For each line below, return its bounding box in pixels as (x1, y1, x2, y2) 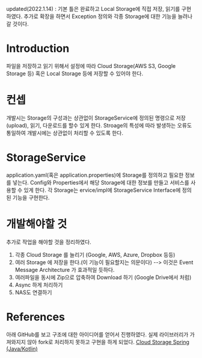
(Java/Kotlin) (6, 345, 38, 352)
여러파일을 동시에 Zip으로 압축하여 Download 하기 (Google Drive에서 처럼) (14, 273, 192, 281)
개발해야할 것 (6, 217, 67, 230)
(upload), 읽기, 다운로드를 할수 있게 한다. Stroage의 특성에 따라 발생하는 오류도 (6, 122, 192, 129)
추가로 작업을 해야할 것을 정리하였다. (6, 238, 91, 245)
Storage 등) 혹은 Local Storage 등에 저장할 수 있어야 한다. (6, 70, 143, 77)
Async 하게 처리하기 (14, 281, 63, 288)
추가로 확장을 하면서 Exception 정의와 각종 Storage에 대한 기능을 (23, 13, 177, 20)
